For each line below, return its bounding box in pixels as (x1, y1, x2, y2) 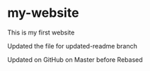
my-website (7, 5, 79, 21)
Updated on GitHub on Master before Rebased (7, 55, 143, 64)
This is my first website (7, 28, 75, 37)
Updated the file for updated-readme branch (7, 41, 138, 50)
